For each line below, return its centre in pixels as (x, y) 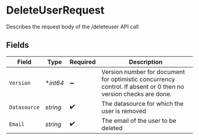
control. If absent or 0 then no (143, 86)
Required (83, 61)
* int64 (54, 83)
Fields (18, 45)
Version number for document (143, 71)
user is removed (124, 111)
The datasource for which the (142, 103)
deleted (112, 128)
